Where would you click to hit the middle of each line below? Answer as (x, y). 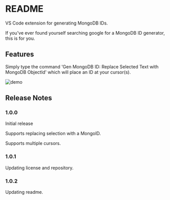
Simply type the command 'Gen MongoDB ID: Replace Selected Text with (82, 66)
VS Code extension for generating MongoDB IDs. (57, 23)
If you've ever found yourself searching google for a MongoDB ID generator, (85, 33)
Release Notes (29, 98)
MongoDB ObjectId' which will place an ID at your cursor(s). (68, 72)
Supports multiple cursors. (33, 143)
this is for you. (20, 38)
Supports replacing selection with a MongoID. (53, 134)
